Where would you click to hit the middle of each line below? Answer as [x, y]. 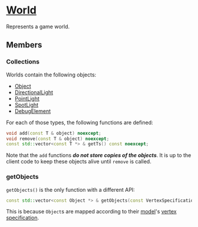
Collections [23, 62]
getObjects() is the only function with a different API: [71, 189]
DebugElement [33, 111]
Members [24, 45]
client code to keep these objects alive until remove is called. [79, 162]
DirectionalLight [34, 92]
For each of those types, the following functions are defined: [80, 122]
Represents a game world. [38, 26]
